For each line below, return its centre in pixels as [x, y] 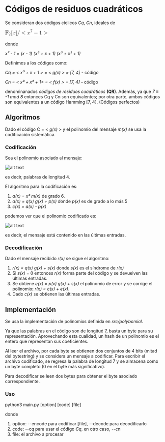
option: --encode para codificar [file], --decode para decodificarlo [79, 424]
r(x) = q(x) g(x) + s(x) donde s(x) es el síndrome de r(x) [68, 268]
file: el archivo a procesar [38, 434]
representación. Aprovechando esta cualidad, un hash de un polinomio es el [82, 336]
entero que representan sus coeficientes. [47, 341]
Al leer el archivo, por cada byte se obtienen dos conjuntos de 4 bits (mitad [81, 351]
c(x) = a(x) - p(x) [29, 206]
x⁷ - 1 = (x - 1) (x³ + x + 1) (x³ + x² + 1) [43, 53]
